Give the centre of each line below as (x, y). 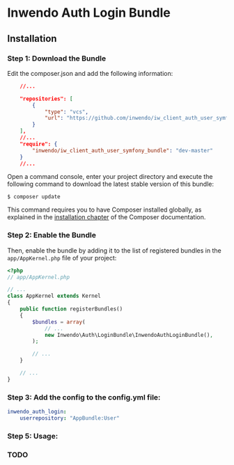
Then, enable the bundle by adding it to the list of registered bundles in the (114, 250)
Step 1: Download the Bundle (57, 58)
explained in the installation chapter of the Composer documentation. (107, 217)
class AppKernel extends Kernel (54, 296)
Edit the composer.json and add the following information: (90, 73)
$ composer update (34, 197)
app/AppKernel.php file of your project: (62, 258)
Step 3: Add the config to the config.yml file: (84, 397)
